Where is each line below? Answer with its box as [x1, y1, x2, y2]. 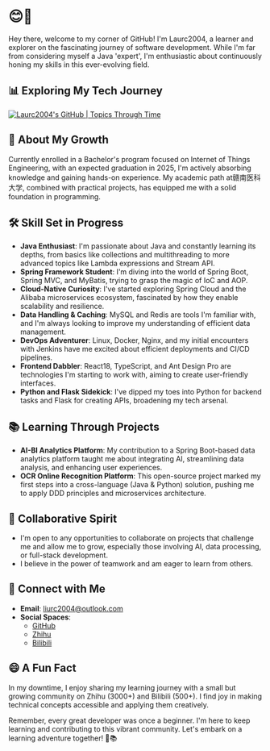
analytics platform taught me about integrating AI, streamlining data [19, 454, 244, 464]
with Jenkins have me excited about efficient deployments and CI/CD [19, 344, 250, 354]
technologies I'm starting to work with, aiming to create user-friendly [19, 370, 248, 380]
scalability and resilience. [19, 302, 105, 311]
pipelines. [19, 353, 53, 362]
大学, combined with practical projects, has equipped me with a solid [8, 182, 237, 192]
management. [19, 327, 67, 337]
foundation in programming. [8, 191, 101, 201]
